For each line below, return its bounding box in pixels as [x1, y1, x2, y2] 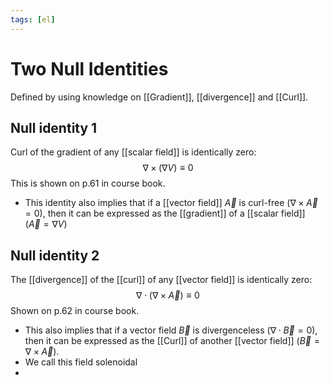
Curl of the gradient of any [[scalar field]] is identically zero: [10, 146, 257, 158]
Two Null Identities [10, 57, 169, 80]
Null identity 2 [10, 247, 100, 264]
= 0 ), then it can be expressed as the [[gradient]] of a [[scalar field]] [24, 207, 306, 220]
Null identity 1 [10, 119, 98, 136]
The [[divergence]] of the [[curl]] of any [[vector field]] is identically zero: [10, 274, 313, 286]
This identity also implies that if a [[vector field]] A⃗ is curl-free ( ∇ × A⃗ [24, 197, 318, 209]
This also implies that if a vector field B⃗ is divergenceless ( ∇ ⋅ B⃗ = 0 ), [24, 324, 318, 336]
